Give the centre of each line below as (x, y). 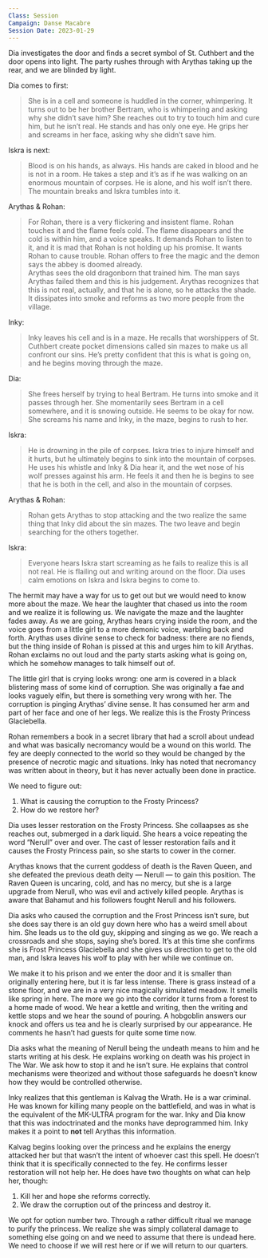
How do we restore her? (59, 810)
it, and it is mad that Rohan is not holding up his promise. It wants (135, 247)
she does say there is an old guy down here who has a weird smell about (128, 924)
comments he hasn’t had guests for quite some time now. (102, 1033)
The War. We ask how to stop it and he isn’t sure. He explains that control (128, 1065)
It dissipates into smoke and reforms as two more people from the (136, 298)
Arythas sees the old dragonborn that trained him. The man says (134, 273)
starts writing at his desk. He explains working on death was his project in (129, 1057)
